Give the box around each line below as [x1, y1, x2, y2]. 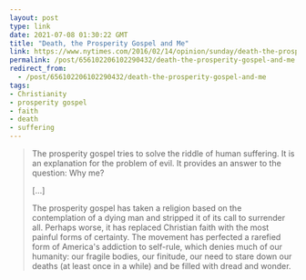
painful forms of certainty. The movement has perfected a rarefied [31, 232, 281, 242]
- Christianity [9, 89, 67, 98]
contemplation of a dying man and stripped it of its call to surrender [31, 213, 286, 223]
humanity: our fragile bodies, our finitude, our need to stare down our [31, 251, 292, 262]
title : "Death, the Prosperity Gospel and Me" [9, 38, 189, 48]
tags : [9, 81, 30, 90]
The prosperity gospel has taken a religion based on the [31, 203, 242, 214]
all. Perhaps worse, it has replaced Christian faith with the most [31, 222, 270, 233]
